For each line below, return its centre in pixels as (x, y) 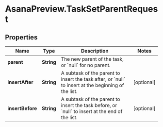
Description (95, 51)
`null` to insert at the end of (92, 111)
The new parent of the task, (92, 59)
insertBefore (22, 108)
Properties (21, 37)
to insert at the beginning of (92, 85)
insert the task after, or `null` (93, 79)
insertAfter (20, 82)
